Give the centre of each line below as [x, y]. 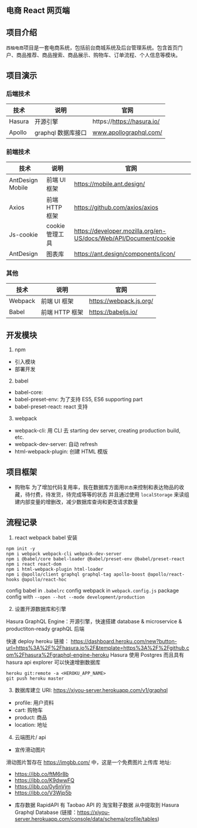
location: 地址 [31, 724]
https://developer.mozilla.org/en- [120, 231]
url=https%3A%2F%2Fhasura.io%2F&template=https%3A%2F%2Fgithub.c [98, 648]
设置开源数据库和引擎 [40, 608]
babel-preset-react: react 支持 [51, 407]
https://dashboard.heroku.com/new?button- [124, 641]
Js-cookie [23, 235]
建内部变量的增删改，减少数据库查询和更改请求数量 [76, 502]
